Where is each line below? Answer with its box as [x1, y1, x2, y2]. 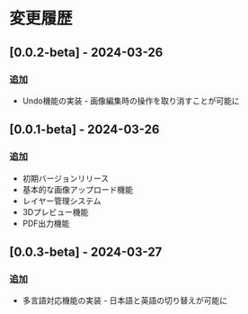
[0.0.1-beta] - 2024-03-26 [9, 122, 160, 138]
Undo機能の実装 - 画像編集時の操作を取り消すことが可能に [22, 95, 240, 106]
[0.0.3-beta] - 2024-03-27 [9, 244, 163, 259]
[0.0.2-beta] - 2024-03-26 [9, 44, 164, 59]
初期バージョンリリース [22, 173, 110, 184]
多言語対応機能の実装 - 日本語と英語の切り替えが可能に [22, 295, 228, 306]
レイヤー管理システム [22, 195, 102, 206]
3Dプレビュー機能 [22, 206, 89, 217]
